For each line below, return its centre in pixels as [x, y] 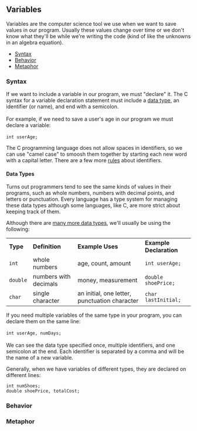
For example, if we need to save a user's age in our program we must [90, 119]
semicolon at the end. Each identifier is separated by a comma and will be [95, 351]
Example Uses [98, 247]
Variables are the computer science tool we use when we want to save [91, 23]
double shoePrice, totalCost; [43, 391]
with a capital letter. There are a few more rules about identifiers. [84, 160]
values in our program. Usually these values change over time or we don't [95, 30]
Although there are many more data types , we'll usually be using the [89, 223]
